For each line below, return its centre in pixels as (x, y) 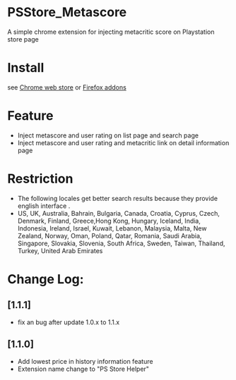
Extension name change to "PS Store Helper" (83, 369)
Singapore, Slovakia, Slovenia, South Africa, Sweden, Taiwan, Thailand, (121, 243)
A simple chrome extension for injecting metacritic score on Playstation (111, 32)
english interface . (44, 206)
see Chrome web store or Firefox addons (67, 87)
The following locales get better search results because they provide (117, 198)
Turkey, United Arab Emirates (60, 250)
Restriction (40, 179)
